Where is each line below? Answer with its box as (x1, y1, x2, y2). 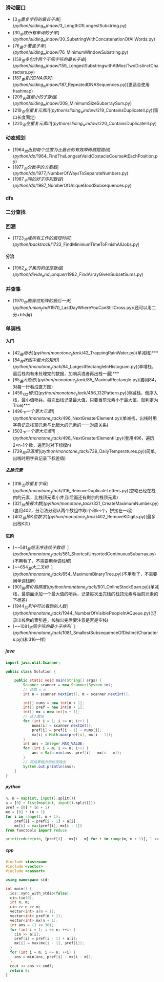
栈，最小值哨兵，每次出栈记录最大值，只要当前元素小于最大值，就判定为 (12, 397, 158, 403)
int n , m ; (10, 900, 30, 905)
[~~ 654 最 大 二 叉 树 (12, 564, 49, 571)
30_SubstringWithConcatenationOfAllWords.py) (60, 36, 156, 42)
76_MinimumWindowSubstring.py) (60, 49, 129, 55)
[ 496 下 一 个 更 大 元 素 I (12, 408, 53, 415)
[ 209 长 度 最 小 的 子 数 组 (12, 94, 56, 101)
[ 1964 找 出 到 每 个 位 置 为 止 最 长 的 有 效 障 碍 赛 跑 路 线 (12, 147, 109, 153)
